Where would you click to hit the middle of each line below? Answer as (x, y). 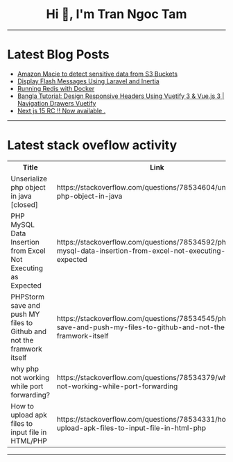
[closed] (24, 204)
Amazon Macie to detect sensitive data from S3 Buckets (97, 74)
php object (28, 187)
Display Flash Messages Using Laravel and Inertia (88, 81)
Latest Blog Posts (58, 55)
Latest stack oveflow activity (92, 146)
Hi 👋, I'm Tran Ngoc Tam (116, 14)
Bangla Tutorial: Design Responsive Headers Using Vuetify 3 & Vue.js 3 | (121, 96)
